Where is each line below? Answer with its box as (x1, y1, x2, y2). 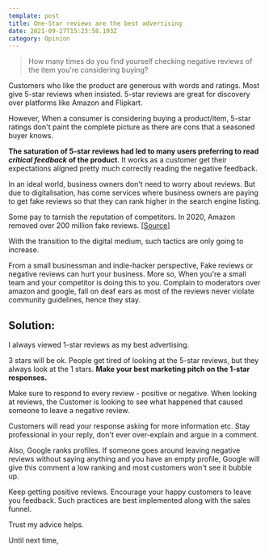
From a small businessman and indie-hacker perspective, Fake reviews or (8, 260, 254, 271)
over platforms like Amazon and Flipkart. (8, 98, 143, 108)
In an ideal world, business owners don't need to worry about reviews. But (8, 179, 256, 189)
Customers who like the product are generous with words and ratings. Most (8, 81, 260, 91)
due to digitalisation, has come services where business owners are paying (8, 188, 258, 198)
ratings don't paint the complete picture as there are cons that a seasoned (8, 122, 255, 132)
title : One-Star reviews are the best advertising (8, 19, 183, 27)
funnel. (8, 504, 32, 514)
